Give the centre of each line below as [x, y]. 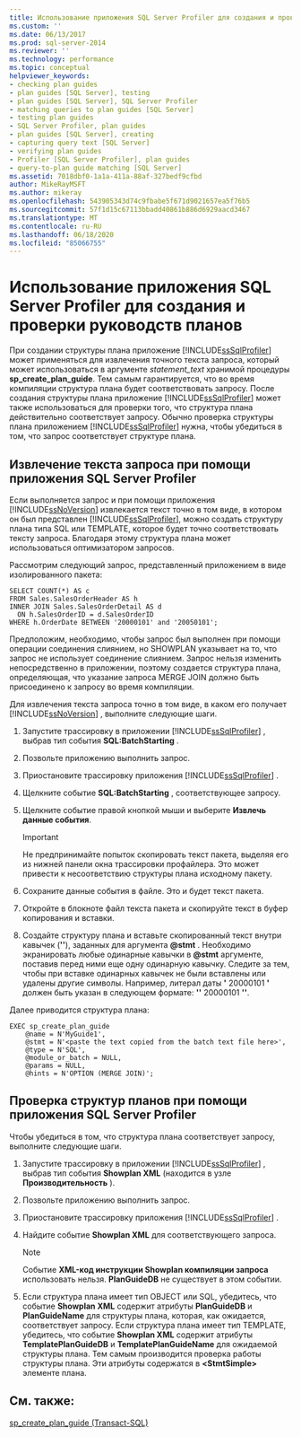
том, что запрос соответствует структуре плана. [103, 436]
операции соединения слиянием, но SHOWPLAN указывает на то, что [143, 648]
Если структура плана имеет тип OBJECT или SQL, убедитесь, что [150, 1296]
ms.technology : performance [62, 59]
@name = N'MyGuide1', [65, 1034]
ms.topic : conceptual [50, 68]
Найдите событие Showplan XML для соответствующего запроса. [149, 1234]
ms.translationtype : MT [54, 218]
